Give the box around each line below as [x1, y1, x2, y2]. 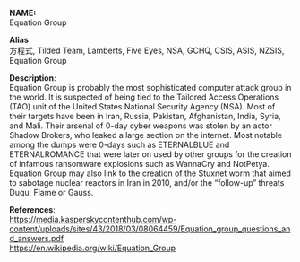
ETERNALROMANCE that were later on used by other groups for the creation [9, 149, 292, 160]
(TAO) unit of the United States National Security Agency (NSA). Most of [9, 101, 276, 111]
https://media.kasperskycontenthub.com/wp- [9, 214, 177, 224]
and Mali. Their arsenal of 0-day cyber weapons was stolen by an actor [9, 120, 273, 131]
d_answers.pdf [9, 233, 64, 243]
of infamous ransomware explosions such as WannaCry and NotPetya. [9, 159, 270, 169]
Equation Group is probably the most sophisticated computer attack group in [9, 83, 292, 92]
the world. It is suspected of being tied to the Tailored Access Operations [9, 92, 279, 102]
